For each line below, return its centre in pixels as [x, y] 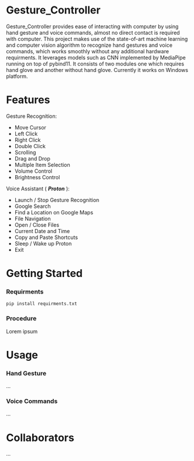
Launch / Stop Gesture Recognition [57, 200]
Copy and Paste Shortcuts [46, 237]
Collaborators [40, 438]
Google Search [33, 206]
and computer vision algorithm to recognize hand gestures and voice [89, 45]
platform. [17, 76]
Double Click [30, 146]
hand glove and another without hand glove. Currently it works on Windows [97, 70]
